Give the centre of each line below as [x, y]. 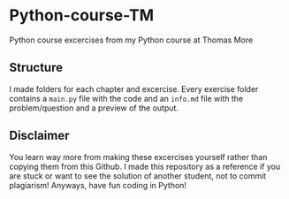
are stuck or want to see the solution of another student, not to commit [138, 176]
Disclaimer [39, 136]
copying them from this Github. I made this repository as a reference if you [145, 166]
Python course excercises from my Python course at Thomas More [131, 40]
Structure [36, 68]
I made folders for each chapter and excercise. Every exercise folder [134, 88]
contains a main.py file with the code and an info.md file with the [126, 98]
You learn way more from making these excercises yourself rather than [138, 157]
